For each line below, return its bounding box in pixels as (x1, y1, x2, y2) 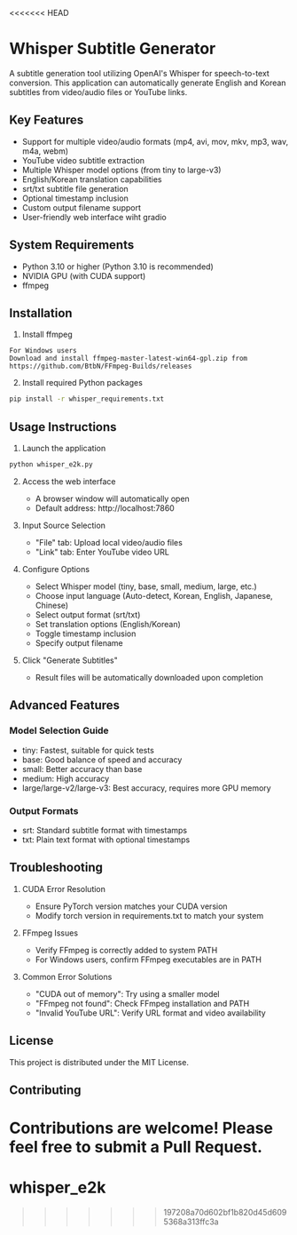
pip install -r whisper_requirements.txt (9, 394, 165, 403)
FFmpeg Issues (21, 928, 78, 938)
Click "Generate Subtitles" (21, 655, 118, 665)
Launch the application (21, 443, 106, 454)
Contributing (9, 1082, 82, 1097)
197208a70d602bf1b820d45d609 (163, 1207, 287, 1218)
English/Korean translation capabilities (21, 173, 162, 185)
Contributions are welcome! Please (9, 1119, 273, 1138)
